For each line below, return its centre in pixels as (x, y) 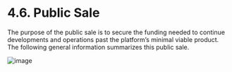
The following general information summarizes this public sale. (98, 47)
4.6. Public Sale (54, 13)
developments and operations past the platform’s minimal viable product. (113, 39)
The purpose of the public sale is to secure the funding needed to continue (116, 32)
